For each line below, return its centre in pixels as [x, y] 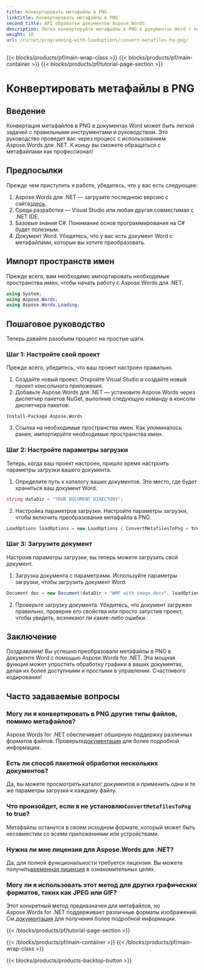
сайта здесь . [31, 203]
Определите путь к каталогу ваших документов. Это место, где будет [106, 481]
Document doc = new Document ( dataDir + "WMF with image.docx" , [88, 593]
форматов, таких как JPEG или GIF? [62, 892]
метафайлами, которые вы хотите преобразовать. [80, 242]
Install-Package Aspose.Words [45, 417]
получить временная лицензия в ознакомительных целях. [81, 869]
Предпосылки [35, 171]
